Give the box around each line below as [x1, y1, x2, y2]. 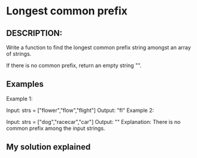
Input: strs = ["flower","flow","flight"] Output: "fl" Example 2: [6, 107, 154, 114]
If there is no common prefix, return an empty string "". [6, 62, 142, 69]
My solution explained [6, 142, 91, 152]
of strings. [6, 50, 32, 57]
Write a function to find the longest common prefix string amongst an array [6, 44, 192, 51]
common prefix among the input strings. [6, 124, 105, 132]
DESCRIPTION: [6, 28, 63, 38]
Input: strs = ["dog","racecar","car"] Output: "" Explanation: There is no [6, 118, 181, 125]
